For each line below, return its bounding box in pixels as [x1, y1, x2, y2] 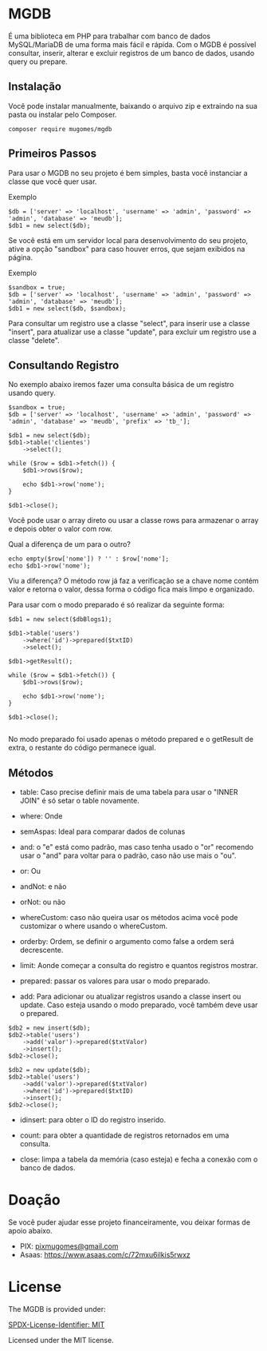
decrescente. [19, 945, 64, 955]
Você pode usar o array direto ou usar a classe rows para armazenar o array [8, 516, 259, 525]
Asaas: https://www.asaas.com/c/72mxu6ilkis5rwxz [19, 1250, 191, 1260]
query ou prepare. [8, 57, 68, 66]
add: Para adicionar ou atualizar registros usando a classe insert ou [19, 992, 241, 1002]
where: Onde [19, 811, 63, 821]
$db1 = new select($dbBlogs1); [8, 616, 112, 624]
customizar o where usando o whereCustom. [19, 921, 168, 931]
